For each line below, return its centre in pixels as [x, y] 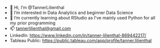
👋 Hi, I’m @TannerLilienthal [37, 8]
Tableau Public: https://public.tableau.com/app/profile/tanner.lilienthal [80, 40]
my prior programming [32, 23]
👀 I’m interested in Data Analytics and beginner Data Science [71, 13]
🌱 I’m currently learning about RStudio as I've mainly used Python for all [82, 18]
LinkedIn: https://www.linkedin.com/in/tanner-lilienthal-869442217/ [78, 35]
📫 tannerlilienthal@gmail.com [40, 28]
